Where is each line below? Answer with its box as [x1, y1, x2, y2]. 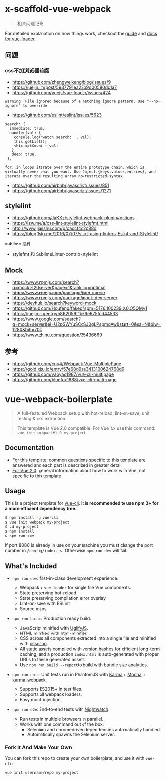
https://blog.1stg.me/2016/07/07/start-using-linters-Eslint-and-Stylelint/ [12, 231, 158, 237]
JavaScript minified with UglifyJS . [19, 625, 88, 631]
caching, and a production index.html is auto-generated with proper [19, 651, 159, 657]
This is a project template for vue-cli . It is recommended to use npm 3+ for [5, 500, 159, 506]
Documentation [5, 444, 54, 452]
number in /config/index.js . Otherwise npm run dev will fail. [5, 548, 128, 553]
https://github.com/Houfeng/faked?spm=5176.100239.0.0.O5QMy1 [12, 305, 147, 311]
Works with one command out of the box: [19, 721, 104, 727]
